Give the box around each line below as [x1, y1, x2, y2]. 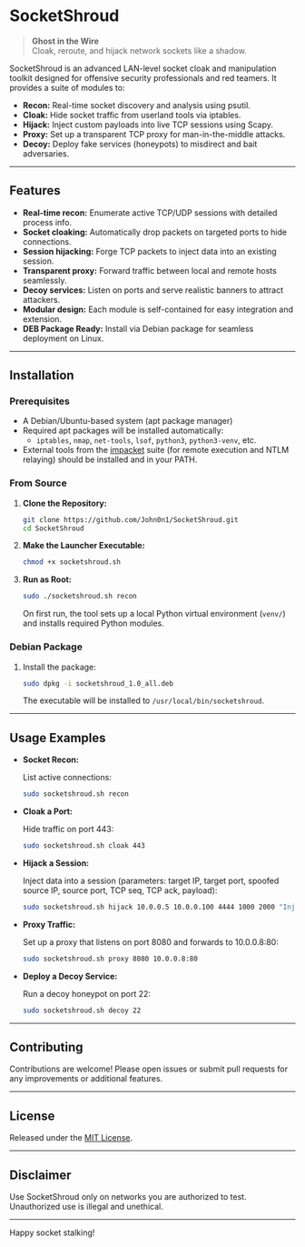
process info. [22, 216, 73, 227]
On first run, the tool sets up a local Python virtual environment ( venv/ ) [22, 608, 286, 619]
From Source [9, 477, 67, 489]
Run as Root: [22, 574, 73, 585]
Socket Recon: [22, 754, 79, 765]
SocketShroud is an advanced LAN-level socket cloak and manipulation [9, 63, 277, 74]
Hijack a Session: [22, 857, 90, 869]
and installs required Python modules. [22, 618, 165, 629]
